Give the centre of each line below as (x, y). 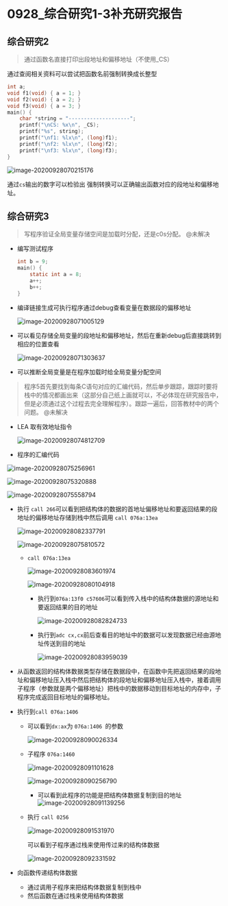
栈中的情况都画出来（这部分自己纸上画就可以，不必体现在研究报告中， (123, 395)
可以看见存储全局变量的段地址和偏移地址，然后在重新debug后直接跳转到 (119, 335)
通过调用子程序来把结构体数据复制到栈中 (84, 887)
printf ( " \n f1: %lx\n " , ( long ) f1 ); (68, 138)
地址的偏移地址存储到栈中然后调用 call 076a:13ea (87, 517)
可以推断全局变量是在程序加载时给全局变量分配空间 (89, 371)
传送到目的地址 (65, 643)
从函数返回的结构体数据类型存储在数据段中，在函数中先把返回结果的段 (116, 671)
